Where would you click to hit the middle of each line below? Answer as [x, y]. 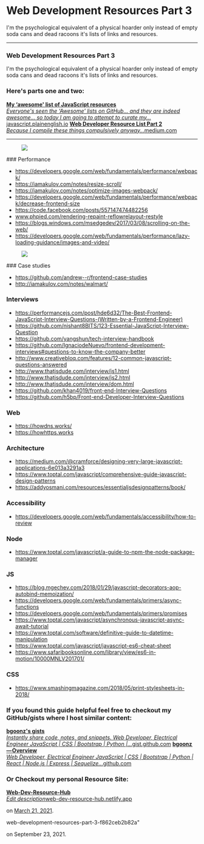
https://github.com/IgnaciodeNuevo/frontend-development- [90, 345]
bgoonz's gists [25, 731]
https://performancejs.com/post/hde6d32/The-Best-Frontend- [93, 313]
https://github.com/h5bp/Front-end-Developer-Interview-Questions [100, 397]
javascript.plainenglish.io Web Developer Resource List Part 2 [84, 124]
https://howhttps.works [44, 433]
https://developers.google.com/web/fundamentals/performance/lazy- [102, 236]
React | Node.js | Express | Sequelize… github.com [69, 763]
